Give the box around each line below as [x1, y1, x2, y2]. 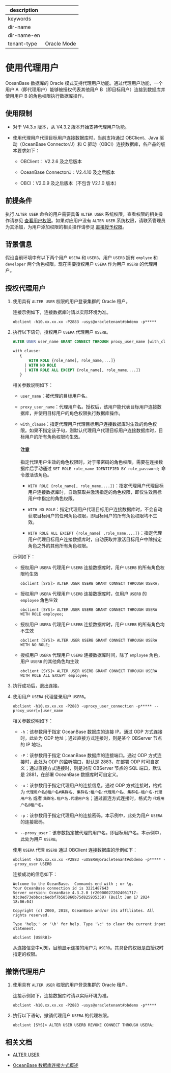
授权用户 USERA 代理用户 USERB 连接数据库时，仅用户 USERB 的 [20, 590, 147, 597]
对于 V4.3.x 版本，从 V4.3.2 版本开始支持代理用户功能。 [12, 124, 130, 130]
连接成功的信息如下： [12, 871, 58, 877]
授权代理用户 [5, 284, 46, 292]
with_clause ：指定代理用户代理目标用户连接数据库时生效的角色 [20, 421, 153, 427]
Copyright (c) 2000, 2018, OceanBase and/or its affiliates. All [12, 908, 154, 913]
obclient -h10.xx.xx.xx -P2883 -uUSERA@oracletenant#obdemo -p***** [12, 857, 161, 862]
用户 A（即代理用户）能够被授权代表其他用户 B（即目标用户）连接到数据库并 [5, 86, 165, 93]
